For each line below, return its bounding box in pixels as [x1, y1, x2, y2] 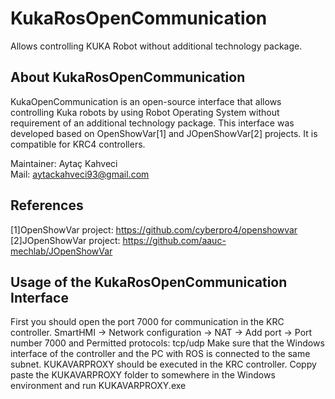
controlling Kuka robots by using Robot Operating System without [10, 106, 280, 118]
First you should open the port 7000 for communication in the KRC [10, 316, 285, 328]
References [10, 197, 84, 214]
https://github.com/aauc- [122, 234, 227, 246]
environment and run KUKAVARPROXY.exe [10, 380, 187, 392]
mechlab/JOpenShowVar [10, 245, 113, 257]
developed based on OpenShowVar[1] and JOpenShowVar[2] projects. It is [10, 127, 318, 139]
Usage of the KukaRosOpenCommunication [10, 273, 288, 291]
